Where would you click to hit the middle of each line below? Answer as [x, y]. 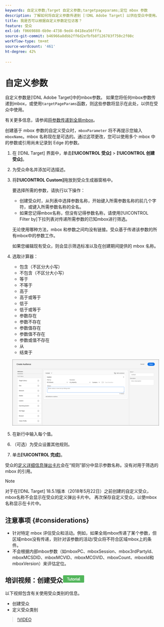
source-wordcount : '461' [30, 46]
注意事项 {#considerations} [47, 520]
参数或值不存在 [34, 340]
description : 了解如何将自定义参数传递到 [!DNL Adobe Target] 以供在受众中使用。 [82, 15]
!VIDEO [24, 619]
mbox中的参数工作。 [37, 236]
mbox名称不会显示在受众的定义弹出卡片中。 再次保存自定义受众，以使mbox [81, 497]
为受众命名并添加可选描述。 [40, 170]
